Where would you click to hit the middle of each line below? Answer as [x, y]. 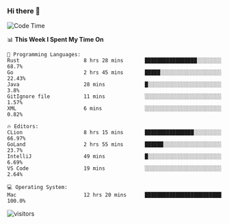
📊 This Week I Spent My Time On [55, 40]
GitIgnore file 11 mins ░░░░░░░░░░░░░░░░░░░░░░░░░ [114, 97]
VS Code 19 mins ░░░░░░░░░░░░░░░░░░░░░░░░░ [114, 169]
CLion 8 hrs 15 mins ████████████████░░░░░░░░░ [114, 133]
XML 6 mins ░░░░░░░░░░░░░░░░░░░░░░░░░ [114, 109]
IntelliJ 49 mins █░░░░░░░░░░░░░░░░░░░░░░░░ [114, 157]
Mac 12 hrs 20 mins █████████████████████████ [114, 195]
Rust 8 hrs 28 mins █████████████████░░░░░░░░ [114, 61]
